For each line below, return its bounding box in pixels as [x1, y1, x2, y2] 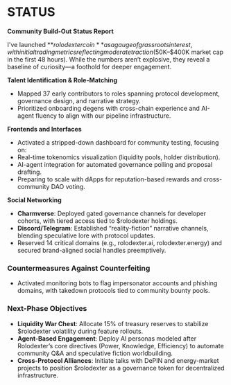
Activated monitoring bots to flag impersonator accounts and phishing [17, 279, 218, 287]
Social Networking [7, 195, 62, 204]
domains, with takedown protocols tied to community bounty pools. [17, 287, 210, 295]
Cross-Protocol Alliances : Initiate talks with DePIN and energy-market [17, 356, 220, 364]
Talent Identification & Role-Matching [7, 75, 118, 84]
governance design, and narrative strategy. [17, 96, 141, 105]
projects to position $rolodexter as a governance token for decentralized [17, 364, 225, 372]
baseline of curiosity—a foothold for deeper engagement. [7, 62, 172, 71]
